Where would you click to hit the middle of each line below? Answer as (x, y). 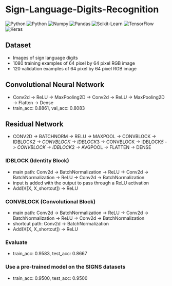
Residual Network (34, 124)
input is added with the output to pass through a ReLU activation (81, 183)
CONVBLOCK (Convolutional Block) (51, 201)
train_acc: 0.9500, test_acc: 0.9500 (50, 278)
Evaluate (16, 242)
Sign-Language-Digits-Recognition (82, 9)
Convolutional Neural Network (55, 85)
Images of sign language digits (45, 58)
